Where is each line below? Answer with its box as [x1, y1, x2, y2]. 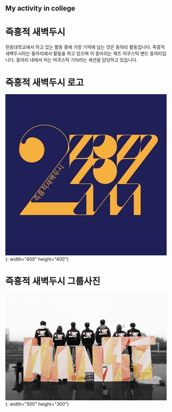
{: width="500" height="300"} [5, 401, 69, 407]
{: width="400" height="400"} [5, 256, 69, 263]
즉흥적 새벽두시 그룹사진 [5, 276, 101, 287]
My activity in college [5, 4, 76, 13]
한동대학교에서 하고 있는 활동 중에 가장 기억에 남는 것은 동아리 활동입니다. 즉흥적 [5, 44, 165, 50]
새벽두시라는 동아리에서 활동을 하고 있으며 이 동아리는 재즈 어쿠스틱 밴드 [5, 51, 149, 57]
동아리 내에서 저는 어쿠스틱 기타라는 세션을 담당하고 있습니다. [16, 57, 138, 63]
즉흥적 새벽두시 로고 [5, 77, 84, 89]
